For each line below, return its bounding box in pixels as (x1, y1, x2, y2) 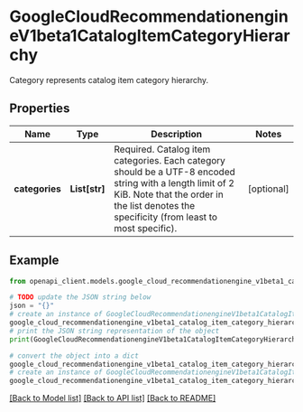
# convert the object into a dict (9, 351, 140, 360)
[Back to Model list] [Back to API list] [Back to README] (9, 393, 216, 404)
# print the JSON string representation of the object (9, 326, 220, 335)
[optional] (247, 183, 289, 195)
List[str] (69, 183, 106, 195)
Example (9, 253, 60, 268)
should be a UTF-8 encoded (114, 165, 236, 178)
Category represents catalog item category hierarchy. (9, 74, 209, 85)
